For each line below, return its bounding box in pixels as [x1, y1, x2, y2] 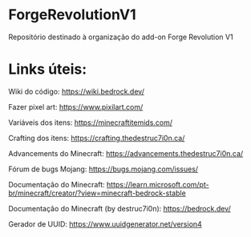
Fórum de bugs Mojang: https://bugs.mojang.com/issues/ [8, 164, 199, 174]
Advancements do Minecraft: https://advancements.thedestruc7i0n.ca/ [8, 148, 244, 158]
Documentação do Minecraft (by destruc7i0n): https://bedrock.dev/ [8, 203, 231, 213]
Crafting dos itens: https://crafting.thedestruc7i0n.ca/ [8, 133, 185, 143]
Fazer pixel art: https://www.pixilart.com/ [8, 102, 144, 111]
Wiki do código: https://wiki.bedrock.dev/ [8, 86, 144, 96]
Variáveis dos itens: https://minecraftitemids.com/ [8, 118, 173, 127]
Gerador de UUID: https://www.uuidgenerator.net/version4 [8, 219, 202, 229]
